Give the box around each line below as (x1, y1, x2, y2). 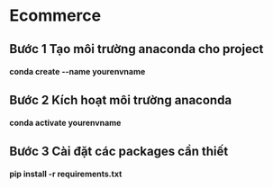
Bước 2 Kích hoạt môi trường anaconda (9, 92, 232, 108)
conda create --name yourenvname (9, 67, 146, 77)
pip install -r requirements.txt (9, 168, 123, 180)
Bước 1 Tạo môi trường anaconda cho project (9, 41, 264, 57)
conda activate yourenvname (9, 118, 122, 129)
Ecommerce (9, 5, 102, 26)
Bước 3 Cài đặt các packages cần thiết (9, 143, 229, 158)
